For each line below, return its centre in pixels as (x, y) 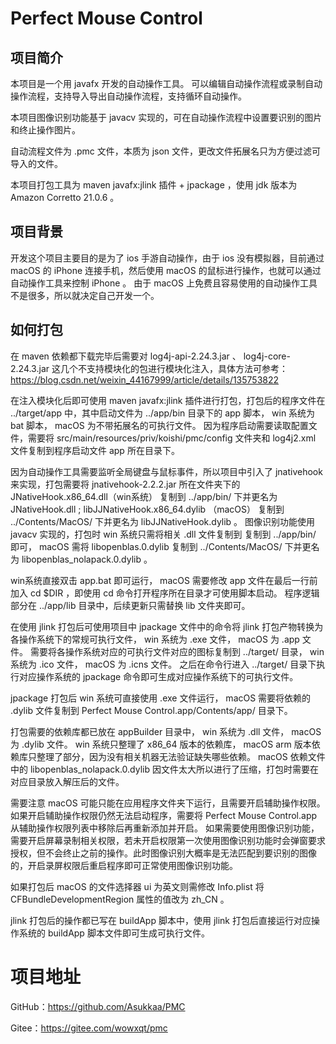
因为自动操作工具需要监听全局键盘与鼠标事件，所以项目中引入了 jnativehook (166, 471)
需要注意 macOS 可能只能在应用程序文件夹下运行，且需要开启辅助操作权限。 (168, 803)
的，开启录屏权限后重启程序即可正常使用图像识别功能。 (124, 865)
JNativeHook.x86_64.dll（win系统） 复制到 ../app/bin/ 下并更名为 (144, 496)
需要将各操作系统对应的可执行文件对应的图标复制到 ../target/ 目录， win (177, 651)
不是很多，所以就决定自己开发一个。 (85, 295)
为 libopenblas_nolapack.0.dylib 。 (81, 559)
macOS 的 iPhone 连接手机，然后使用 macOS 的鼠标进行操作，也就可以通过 (166, 270)
